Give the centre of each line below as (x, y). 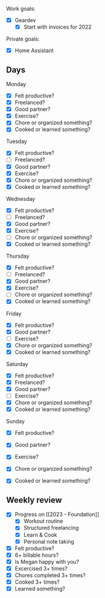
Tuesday (17, 141)
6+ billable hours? (37, 555)
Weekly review (34, 500)
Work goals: (21, 9)
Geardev (25, 20)
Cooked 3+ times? (37, 582)
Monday (16, 84)
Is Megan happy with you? (47, 562)
